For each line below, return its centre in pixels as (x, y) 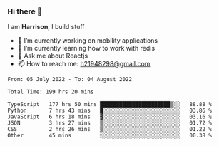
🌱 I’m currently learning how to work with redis (86, 48)
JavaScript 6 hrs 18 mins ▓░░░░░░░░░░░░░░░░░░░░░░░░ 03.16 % (110, 117)
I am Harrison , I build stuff (46, 27)
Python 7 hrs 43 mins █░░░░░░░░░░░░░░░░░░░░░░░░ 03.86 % (110, 111)
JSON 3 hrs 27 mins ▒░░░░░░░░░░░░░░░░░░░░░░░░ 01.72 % (110, 123)
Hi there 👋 (25, 11)
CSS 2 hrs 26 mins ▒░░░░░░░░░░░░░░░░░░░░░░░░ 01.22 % (110, 130)
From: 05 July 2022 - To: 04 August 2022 (70, 80)
